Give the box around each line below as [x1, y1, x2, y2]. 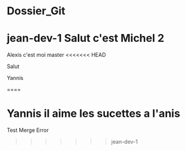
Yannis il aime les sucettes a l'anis [7, 107, 181, 121]
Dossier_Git [7, 4, 65, 18]
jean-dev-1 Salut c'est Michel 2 [7, 32, 164, 45]
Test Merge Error [7, 127, 49, 134]
